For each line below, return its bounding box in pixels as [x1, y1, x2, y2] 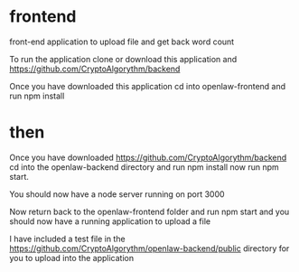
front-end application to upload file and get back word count [9, 36, 235, 47]
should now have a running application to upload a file [9, 215, 210, 227]
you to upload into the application [9, 252, 134, 263]
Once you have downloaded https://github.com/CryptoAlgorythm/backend [9, 152, 287, 163]
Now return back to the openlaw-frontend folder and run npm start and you [9, 206, 290, 217]
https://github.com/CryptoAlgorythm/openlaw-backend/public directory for [9, 242, 290, 254]
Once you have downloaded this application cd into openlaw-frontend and [9, 80, 286, 91]
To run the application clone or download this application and [9, 53, 238, 64]
